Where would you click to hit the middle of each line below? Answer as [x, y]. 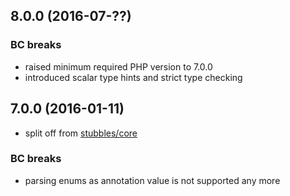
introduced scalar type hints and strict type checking [133, 77]
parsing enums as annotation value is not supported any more [152, 180]
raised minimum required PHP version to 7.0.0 [118, 66]
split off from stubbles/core [81, 133]
